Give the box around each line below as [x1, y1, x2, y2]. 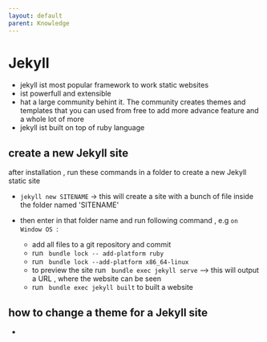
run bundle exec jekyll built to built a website [31, 283, 194, 292]
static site [8, 176, 41, 185]
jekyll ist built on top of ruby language [19, 123, 145, 132]
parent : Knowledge [8, 19, 70, 27]
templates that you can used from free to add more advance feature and [19, 106, 259, 116]
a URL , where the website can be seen [31, 274, 162, 283]
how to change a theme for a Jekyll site [8, 306, 208, 320]
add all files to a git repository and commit [31, 240, 172, 250]
